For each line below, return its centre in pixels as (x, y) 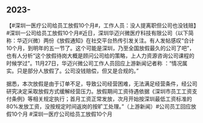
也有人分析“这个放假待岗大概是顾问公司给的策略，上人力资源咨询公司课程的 (101, 55)
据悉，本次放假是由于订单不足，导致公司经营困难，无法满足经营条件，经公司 (102, 84)
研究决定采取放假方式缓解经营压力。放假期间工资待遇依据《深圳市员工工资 (99, 91)
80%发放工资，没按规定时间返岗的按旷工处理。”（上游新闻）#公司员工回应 (99, 106)
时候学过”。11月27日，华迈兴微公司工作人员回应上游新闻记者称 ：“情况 (95, 63)
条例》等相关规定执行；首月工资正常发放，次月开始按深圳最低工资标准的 (101, 99)
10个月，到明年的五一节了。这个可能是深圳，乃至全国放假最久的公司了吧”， (101, 48)
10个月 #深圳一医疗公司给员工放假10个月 (62, 114)
